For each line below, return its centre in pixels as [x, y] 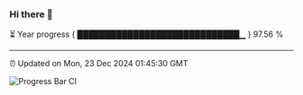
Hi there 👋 [32, 14]
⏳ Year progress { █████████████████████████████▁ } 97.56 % [147, 34]
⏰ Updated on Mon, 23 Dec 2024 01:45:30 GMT [99, 64]
